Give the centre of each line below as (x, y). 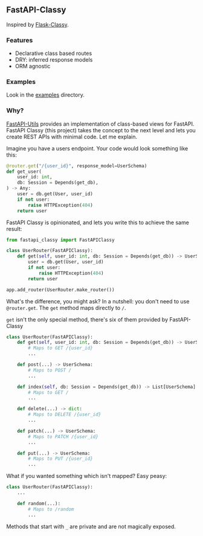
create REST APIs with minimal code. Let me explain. (72, 137)
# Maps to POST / (50, 370)
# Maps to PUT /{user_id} (61, 459)
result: (14, 228)
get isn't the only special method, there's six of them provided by (87, 319)
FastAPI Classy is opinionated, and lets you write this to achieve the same (98, 222)
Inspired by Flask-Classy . (38, 24)
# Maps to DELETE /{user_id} (65, 415)
